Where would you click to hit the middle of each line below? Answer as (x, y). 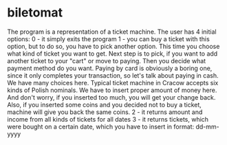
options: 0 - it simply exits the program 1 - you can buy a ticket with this (108, 38)
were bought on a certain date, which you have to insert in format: (101, 126)
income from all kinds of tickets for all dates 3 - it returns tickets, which (108, 119)
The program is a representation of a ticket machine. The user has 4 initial (112, 32)
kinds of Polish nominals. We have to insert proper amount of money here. (112, 90)
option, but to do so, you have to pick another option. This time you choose (113, 46)
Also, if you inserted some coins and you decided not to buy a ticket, (104, 104)
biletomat (35, 13)
